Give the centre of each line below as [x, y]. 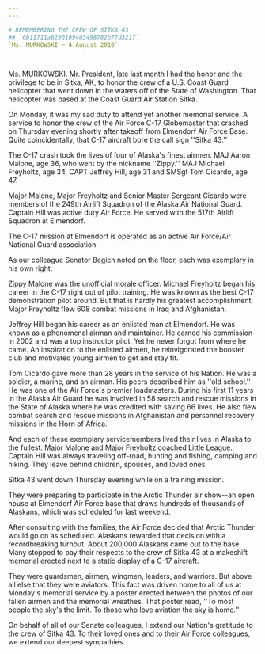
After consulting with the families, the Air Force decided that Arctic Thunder [131, 527]
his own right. [30, 268]
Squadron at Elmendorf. [47, 221]
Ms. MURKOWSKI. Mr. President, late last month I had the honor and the [125, 74]
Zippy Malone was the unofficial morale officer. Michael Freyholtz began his [132, 284]
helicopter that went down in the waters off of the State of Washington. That [132, 91]
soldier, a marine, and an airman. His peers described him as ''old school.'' [130, 382]
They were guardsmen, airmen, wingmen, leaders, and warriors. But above [130, 576]
